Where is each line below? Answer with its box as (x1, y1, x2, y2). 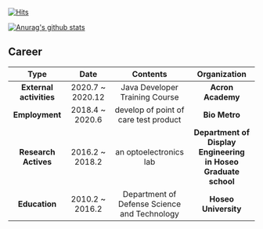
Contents (131, 68, 168, 79)
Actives (22, 156, 52, 167)
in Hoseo (204, 156, 239, 167)
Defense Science (118, 198, 182, 209)
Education (17, 198, 57, 209)
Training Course (120, 91, 179, 102)
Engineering (198, 146, 245, 157)
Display (207, 136, 236, 147)
